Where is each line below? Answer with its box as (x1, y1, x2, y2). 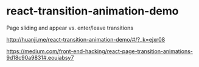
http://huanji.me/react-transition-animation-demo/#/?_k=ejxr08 (6, 36, 166, 43)
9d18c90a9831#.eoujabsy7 (6, 54, 74, 61)
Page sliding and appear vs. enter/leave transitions (6, 24, 134, 31)
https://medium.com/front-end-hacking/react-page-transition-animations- (6, 47, 194, 55)
